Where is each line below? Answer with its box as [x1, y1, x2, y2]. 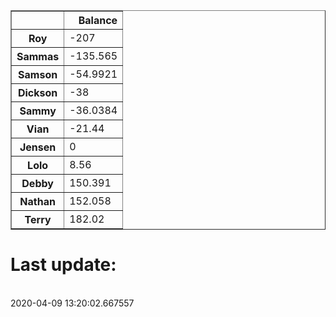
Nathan [19, 195, 56, 208]
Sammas [16, 50, 60, 63]
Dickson [17, 86, 58, 99]
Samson [18, 68, 58, 81]
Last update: [10, 254, 117, 276]
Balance [78, 14, 118, 27]
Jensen [19, 140, 57, 154]
